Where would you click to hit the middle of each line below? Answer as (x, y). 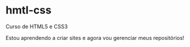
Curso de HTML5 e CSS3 (37, 26)
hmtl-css (28, 10)
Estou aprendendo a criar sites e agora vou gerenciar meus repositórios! (95, 38)
